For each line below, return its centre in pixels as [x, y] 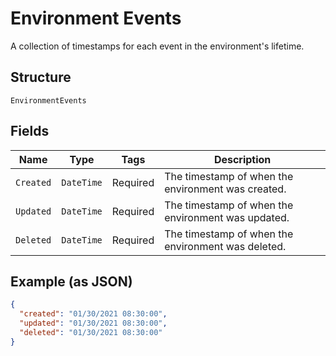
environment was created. [225, 189]
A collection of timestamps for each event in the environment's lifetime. [157, 46]
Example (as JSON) [71, 281]
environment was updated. [227, 217]
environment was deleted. [225, 246]
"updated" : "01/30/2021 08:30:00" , [93, 323]
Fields [30, 131]
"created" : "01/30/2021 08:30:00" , [93, 314]
